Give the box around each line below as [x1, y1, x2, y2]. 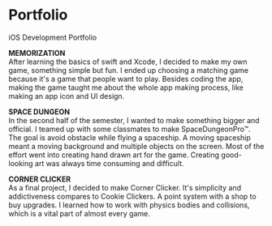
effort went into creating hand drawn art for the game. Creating [8, 150, 220, 160]
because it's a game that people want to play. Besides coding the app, [8, 74, 244, 83]
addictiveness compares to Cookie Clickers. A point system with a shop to [8, 191, 257, 201]
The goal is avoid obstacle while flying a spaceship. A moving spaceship [8, 132, 251, 143]
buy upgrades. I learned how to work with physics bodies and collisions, [8, 200, 250, 210]
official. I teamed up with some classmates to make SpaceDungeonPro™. [8, 124, 251, 134]
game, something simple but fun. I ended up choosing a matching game [8, 65, 249, 75]
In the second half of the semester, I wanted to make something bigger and [8, 115, 260, 125]
